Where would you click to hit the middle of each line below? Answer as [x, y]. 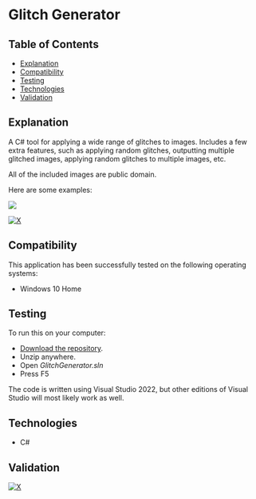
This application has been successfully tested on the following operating [128, 265]
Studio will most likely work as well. [66, 398]
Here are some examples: [51, 190]
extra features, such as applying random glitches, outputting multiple [122, 150]
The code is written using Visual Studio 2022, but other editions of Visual [128, 389]
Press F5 [34, 374]
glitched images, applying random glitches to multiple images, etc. [117, 158]
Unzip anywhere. [48, 357]
